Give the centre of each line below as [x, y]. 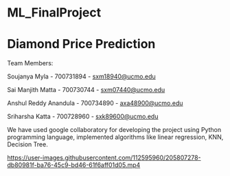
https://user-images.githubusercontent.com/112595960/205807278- [104, 158]
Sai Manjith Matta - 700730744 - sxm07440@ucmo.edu [86, 90]
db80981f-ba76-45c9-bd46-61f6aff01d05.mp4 [74, 165]
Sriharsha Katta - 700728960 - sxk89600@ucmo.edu [83, 117]
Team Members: [30, 63]
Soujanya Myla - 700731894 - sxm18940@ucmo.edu [81, 76]
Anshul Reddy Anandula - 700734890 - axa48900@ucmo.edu [95, 103]
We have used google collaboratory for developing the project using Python [114, 130]
